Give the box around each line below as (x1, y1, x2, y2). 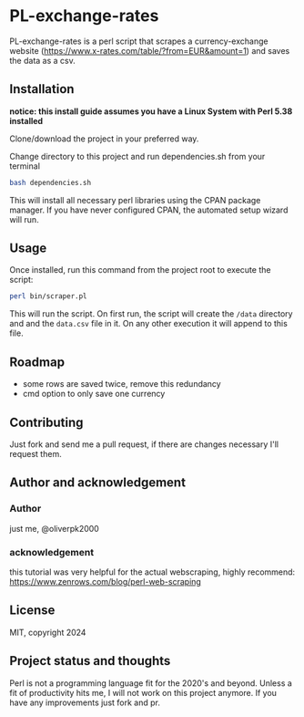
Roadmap (9, 354, 66, 369)
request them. (9, 448, 62, 459)
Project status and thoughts (9, 653, 171, 669)
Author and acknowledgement (9, 475, 187, 491)
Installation (9, 81, 75, 97)
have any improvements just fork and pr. (9, 697, 161, 708)
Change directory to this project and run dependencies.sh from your (9, 151, 266, 161)
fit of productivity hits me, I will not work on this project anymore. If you (9, 687, 278, 698)
